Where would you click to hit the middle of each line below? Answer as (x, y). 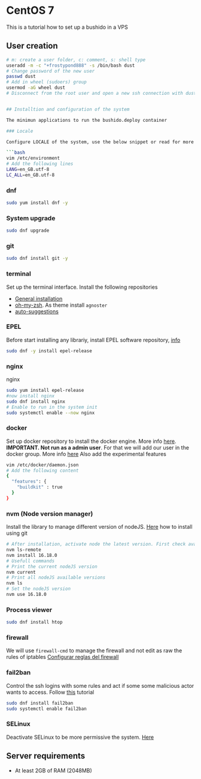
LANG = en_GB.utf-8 (28, 169)
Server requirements (46, 756)
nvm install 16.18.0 (32, 555)
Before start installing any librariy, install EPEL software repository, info (93, 340)
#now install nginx (31, 396)
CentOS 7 (30, 11)
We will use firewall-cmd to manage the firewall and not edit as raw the (94, 651)
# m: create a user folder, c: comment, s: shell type (76, 60)
